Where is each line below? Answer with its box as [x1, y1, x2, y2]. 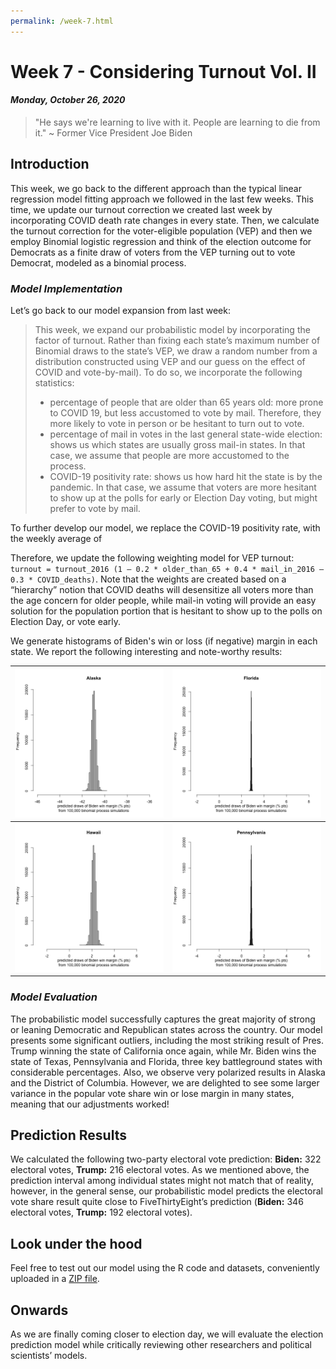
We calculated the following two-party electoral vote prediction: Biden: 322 [10, 1153, 322, 1165]
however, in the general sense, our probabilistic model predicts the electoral [10, 1185, 323, 1197]
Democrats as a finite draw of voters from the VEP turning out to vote [10, 246, 296, 258]
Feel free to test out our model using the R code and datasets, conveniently [10, 1262, 320, 1274]
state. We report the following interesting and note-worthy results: [10, 646, 283, 658]
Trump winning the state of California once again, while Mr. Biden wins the [10, 1045, 317, 1057]
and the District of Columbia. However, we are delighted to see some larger [10, 1076, 320, 1089]
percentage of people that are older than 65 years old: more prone [49, 396, 324, 409]
